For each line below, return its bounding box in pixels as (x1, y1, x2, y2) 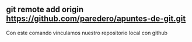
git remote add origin (6, 5, 84, 15)
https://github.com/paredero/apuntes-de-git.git (6, 14, 186, 24)
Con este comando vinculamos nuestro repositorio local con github (6, 29, 168, 36)
